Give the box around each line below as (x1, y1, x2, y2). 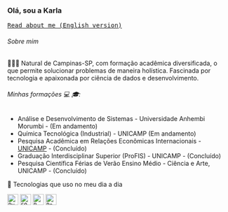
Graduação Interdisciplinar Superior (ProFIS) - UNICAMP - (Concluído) (17, 151, 222, 160)
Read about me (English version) (7, 22, 123, 29)
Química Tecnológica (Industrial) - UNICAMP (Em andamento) (17, 129, 196, 138)
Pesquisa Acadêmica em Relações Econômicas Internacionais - (17, 136, 201, 145)
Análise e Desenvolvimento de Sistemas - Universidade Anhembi (17, 114, 206, 122)
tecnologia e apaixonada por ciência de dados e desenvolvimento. (7, 73, 199, 82)
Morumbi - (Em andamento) (17, 122, 98, 130)
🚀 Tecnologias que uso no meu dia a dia (7, 180, 123, 188)
